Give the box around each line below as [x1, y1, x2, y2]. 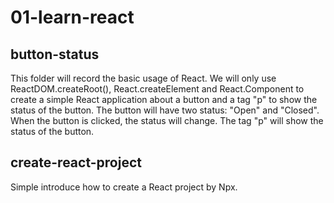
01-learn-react [10, 6, 135, 29]
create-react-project [10, 154, 142, 171]
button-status [10, 46, 100, 63]
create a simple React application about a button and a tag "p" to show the [10, 94, 318, 105]
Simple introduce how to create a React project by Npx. [10, 181, 238, 193]
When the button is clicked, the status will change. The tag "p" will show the [10, 115, 324, 126]
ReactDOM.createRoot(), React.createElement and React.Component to [10, 83, 305, 95]
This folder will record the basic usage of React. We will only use [10, 72, 277, 84]
